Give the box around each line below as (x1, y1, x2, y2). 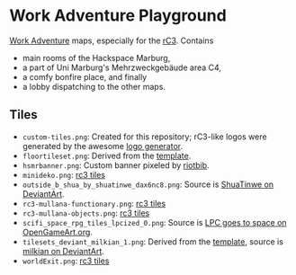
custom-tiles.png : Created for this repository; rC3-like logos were (22, 131, 267, 142)
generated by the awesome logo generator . (22, 140, 183, 151)
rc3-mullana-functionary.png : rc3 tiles (22, 198, 166, 208)
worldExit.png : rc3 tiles (22, 255, 110, 266)
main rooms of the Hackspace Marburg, (22, 52, 171, 63)
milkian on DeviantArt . (22, 245, 105, 256)
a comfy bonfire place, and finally (22, 71, 148, 82)
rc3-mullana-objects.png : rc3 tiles (22, 208, 150, 218)
